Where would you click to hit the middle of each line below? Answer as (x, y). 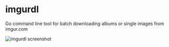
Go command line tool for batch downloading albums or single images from (85, 24)
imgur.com (17, 29)
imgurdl (22, 9)
